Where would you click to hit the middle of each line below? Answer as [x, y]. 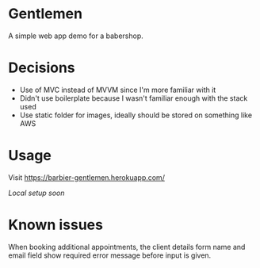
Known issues [55, 225]
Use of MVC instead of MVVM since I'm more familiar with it [118, 90]
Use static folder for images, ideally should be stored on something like [136, 115]
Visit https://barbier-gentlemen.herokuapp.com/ [86, 177]
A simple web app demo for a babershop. [76, 36]
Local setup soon [36, 193]
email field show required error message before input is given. [110, 255]
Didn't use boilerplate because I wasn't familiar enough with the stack [134, 98]
